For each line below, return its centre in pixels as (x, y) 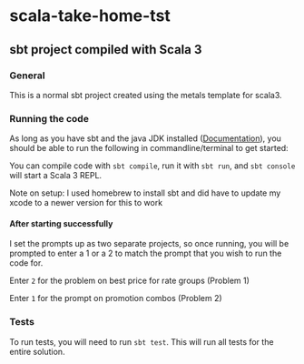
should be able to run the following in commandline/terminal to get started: (149, 148)
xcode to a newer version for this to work (86, 203)
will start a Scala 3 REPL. (56, 176)
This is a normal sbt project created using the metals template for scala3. (146, 95)
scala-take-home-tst (90, 16)
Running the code (49, 118)
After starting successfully (61, 223)
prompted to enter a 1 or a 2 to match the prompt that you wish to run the (146, 253)
